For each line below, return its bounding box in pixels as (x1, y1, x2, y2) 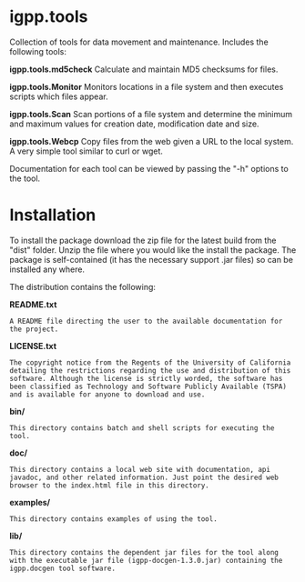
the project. (9, 325, 59, 334)
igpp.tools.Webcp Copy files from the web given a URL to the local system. (9, 135, 294, 146)
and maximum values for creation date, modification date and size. (9, 118, 259, 129)
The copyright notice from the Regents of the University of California (9, 357, 291, 367)
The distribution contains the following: (9, 281, 157, 292)
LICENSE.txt (9, 340, 57, 351)
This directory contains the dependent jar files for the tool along (9, 547, 280, 557)
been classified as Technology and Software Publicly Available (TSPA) (9, 382, 287, 391)
